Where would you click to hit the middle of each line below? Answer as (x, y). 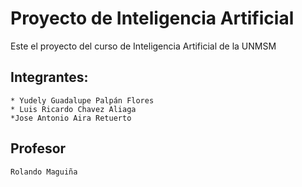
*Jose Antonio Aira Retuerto (71, 118)
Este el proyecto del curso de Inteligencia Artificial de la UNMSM (143, 46)
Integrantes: (49, 77)
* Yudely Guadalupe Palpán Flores (82, 100)
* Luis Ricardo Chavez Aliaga (73, 109)
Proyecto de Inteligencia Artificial (152, 18)
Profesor (38, 148)
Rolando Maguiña (44, 172)
